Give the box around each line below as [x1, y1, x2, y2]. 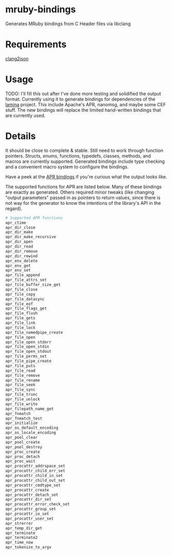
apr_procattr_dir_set [5, 497, 52, 502]
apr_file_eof [5, 301, 33, 307]
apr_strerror [5, 521, 33, 526]
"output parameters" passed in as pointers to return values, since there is [5, 194, 161, 201]
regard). [5, 205, 23, 212]
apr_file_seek [5, 382, 36, 388]
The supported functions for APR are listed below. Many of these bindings [5, 183, 162, 189]
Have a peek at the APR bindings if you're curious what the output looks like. [5, 174, 167, 180]
